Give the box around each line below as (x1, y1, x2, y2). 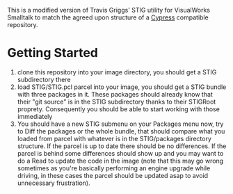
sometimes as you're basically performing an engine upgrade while (17, 163, 211, 172)
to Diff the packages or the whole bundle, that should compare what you (17, 127, 225, 135)
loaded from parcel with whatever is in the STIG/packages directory (17, 134, 212, 143)
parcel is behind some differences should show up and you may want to (17, 149, 224, 157)
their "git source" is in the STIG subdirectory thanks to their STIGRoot (17, 97, 216, 106)
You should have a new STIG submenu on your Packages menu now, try (17, 120, 224, 128)
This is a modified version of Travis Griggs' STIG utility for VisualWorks (7, 6, 211, 14)
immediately (17, 112, 53, 120)
